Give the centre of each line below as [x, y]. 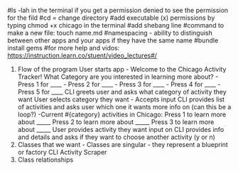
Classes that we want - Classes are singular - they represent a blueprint [123, 144]
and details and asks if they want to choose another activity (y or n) [116, 137]
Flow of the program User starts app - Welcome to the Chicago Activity [122, 69]
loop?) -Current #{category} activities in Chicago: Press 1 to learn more [122, 114]
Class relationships [45, 160]
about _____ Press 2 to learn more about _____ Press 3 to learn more [116, 122]
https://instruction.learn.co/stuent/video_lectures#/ [82, 55]
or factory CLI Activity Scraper [62, 152]
